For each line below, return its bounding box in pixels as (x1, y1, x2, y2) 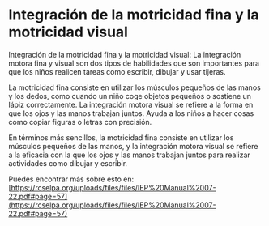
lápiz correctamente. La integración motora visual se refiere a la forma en (8, 100, 254, 109)
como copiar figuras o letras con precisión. (8, 117, 152, 126)
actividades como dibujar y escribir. (8, 158, 128, 168)
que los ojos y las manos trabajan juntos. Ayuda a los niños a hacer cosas (8, 108, 254, 118)
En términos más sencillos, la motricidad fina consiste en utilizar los (8, 132, 234, 143)
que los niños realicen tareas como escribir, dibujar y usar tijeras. (8, 66, 226, 76)
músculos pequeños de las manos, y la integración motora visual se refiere (8, 141, 258, 151)
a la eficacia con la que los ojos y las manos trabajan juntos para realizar (8, 150, 251, 160)
